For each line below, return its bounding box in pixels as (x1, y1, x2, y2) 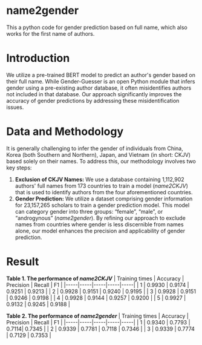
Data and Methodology (6, 125, 124, 139)
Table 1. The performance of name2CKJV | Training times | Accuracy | (6, 275, 184, 282)
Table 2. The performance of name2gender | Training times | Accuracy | (6, 312, 189, 320)
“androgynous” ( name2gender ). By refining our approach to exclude (15, 214, 186, 222)
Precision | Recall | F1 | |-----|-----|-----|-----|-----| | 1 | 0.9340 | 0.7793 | (6, 318, 191, 326)
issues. (6, 103, 24, 111)
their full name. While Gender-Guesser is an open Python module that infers (6, 77, 195, 85)
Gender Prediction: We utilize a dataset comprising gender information (15, 195, 193, 202)
